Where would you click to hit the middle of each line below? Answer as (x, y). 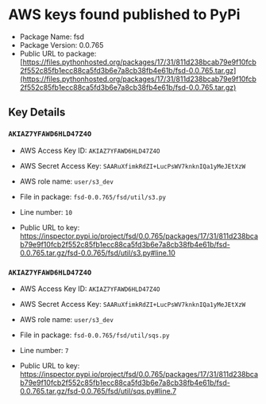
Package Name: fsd (52, 37)
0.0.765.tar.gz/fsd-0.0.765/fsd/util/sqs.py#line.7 (98, 390)
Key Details (37, 113)
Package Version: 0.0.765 (62, 45)
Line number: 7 (44, 350)
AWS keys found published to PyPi (124, 15)
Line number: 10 (46, 212)
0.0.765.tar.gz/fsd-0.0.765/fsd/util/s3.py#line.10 (98, 253)
